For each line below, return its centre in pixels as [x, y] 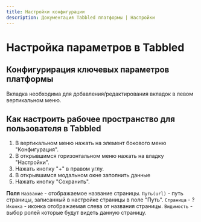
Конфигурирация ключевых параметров [88, 70]
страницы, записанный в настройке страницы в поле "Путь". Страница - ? [101, 200]
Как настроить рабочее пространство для [91, 119]
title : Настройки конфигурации [46, 12]
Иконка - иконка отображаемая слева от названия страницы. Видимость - [100, 206]
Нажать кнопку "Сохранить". [53, 181]
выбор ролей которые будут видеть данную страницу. [76, 213]
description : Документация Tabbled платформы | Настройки [81, 18]
